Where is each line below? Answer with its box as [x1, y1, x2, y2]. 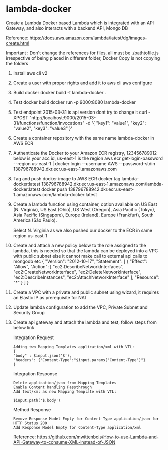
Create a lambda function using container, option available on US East [13, 201, 157, 207]
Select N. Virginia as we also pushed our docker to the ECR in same [13, 227, 152, 233]
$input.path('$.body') [13, 398, 61, 403]
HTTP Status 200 [13, 420, 47, 426]
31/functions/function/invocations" [13, 120, 85, 126]
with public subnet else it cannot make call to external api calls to [13, 253, 148, 259]
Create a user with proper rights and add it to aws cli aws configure [13, 80, 152, 86]
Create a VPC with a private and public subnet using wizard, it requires [13, 289, 159, 295]
